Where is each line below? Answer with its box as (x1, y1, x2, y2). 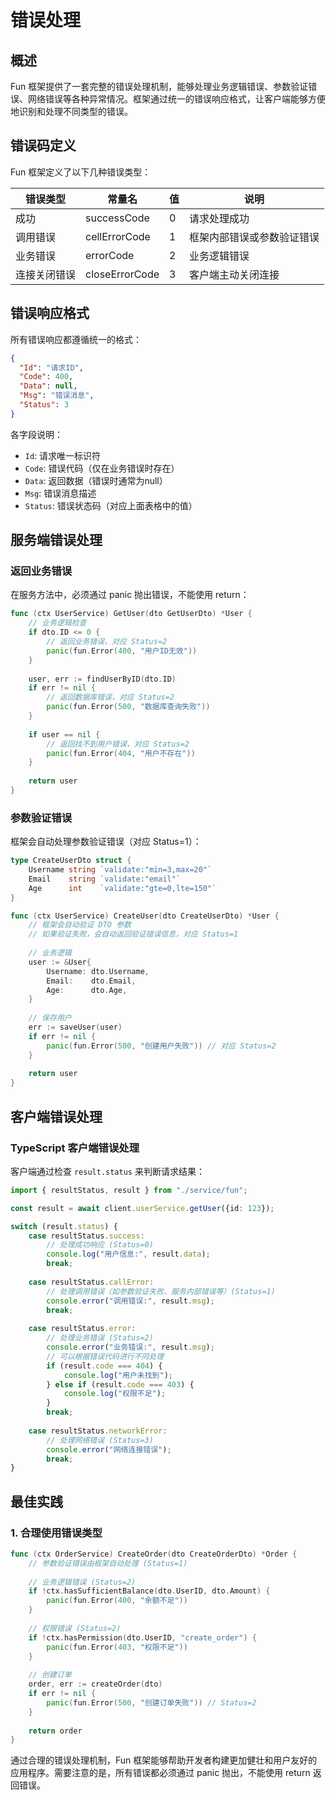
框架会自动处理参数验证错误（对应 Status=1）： (10, 836, 202, 848)
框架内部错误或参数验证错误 (189, 230, 320, 244)
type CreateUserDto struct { (10, 856, 132, 866)
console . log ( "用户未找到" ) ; (63, 1370, 173, 1380)
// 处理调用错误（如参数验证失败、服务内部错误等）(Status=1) (46, 1286, 276, 1296)
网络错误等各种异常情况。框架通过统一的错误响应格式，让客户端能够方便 (27, 93, 326, 105)
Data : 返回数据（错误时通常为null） (24, 474, 168, 486)
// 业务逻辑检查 (28, 618, 87, 628)
